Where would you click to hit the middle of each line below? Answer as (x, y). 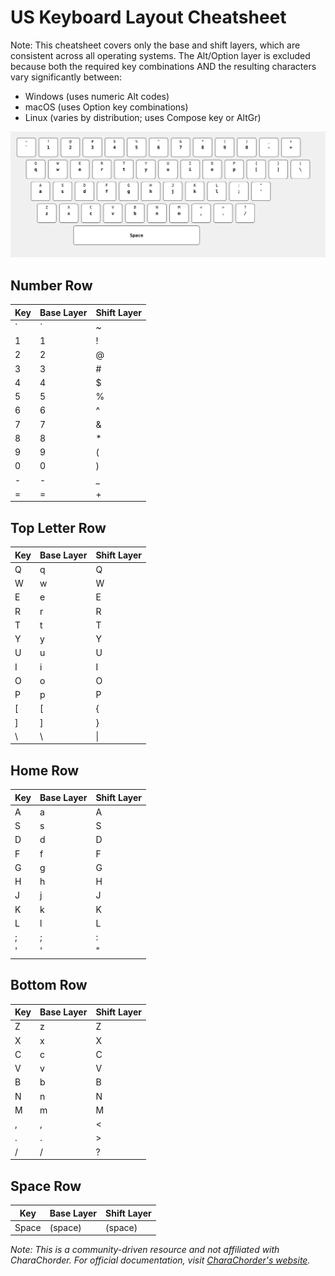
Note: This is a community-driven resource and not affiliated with (145, 1250)
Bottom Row (49, 985)
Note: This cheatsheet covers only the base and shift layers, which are (155, 45)
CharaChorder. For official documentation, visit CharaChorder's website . (160, 1260)
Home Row (45, 770)
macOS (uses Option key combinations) (106, 107)
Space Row (46, 1186)
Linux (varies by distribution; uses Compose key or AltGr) (143, 117)
